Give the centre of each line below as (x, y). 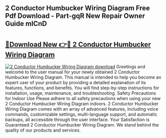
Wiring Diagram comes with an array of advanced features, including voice (82, 109)
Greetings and (131, 67)
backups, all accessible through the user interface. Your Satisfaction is (78, 120)
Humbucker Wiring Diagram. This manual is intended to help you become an (83, 77)
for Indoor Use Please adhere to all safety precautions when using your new (83, 98)
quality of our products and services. (43, 130)
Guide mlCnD (26, 24)
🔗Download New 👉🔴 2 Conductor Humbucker (78, 44)
